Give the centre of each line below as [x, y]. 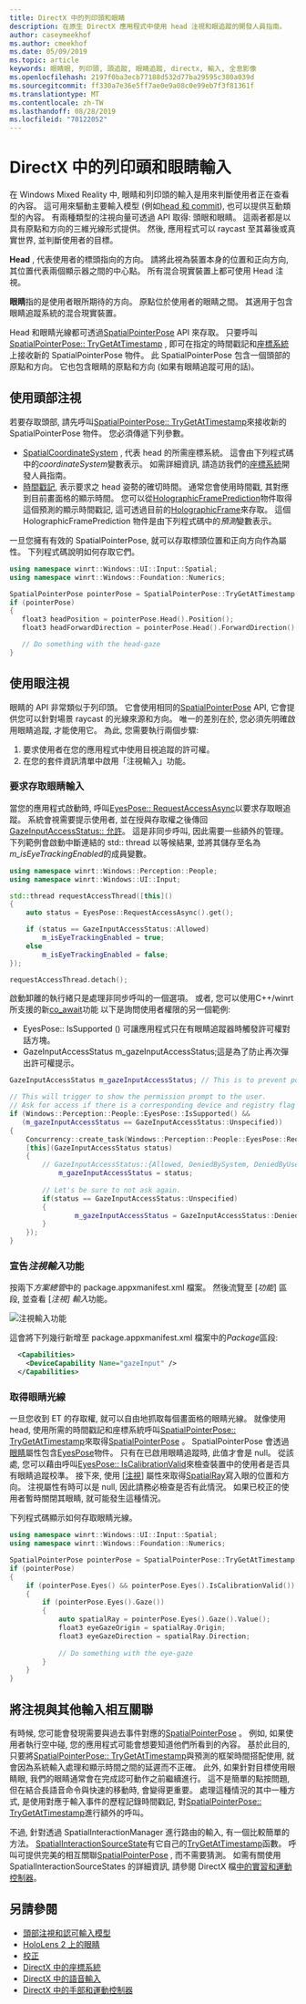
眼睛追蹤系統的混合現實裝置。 [65, 313]
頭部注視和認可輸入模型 [66, 1933]
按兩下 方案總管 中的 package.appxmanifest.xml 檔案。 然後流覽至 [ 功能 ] [143, 1287]
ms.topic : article [44, 60]
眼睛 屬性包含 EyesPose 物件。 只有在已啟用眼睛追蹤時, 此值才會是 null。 [143, 1453]
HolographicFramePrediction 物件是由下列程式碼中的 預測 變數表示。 [149, 521]
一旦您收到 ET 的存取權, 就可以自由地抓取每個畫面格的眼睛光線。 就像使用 [148, 1419]
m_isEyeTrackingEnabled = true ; [104, 938]
